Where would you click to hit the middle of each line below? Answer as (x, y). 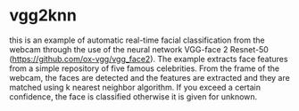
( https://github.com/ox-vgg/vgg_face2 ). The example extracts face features (149, 59)
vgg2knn (43, 16)
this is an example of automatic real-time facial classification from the (137, 40)
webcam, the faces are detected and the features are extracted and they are (149, 77)
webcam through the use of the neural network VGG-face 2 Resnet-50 (139, 49)
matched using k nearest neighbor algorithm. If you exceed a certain (135, 87)
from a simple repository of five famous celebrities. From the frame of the (144, 68)
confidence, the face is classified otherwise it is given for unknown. (133, 96)
